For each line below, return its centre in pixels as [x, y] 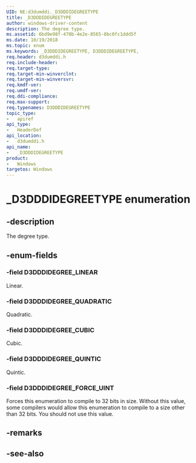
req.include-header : [32, 62]
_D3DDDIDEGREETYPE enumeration [98, 199]
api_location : [24, 136]
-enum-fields [32, 255]
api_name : [19, 147]
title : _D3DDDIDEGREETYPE [39, 18]
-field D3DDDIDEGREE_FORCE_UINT [60, 388]
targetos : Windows [29, 169]
